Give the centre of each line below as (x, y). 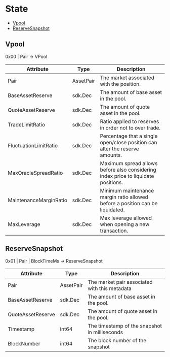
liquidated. (112, 210)
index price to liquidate (127, 176)
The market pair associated (120, 282)
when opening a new (125, 224)
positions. (111, 182)
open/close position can (129, 142)
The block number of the (117, 340)
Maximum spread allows (129, 163)
